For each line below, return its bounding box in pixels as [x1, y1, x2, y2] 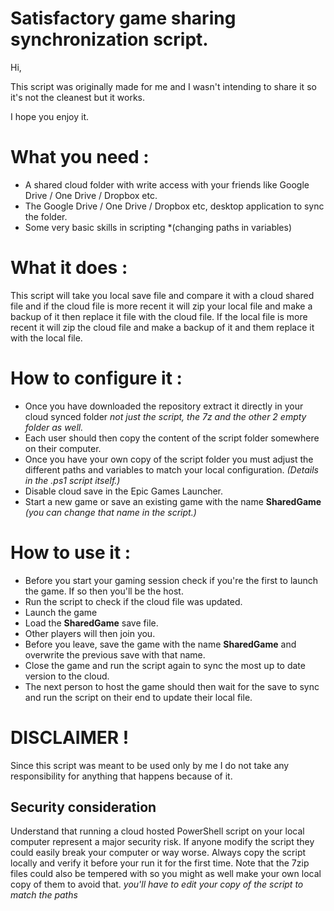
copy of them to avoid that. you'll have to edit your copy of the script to [10, 878, 304, 891]
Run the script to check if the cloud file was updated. [24, 595, 243, 607]
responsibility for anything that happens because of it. [10, 770, 233, 782]
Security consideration [10, 799, 157, 816]
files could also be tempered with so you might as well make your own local [10, 868, 322, 880]
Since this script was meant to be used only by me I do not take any [10, 759, 290, 771]
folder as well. [24, 421, 84, 433]
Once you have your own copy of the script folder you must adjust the [24, 453, 314, 465]
